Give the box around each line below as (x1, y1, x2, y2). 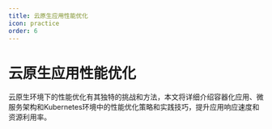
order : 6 (8, 27, 38, 35)
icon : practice (8, 19, 60, 27)
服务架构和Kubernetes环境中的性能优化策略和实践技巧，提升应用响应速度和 (8, 102, 260, 112)
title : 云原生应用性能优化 (8, 11, 89, 20)
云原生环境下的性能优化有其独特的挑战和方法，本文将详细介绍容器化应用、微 (8, 92, 264, 102)
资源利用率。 (8, 112, 51, 122)
